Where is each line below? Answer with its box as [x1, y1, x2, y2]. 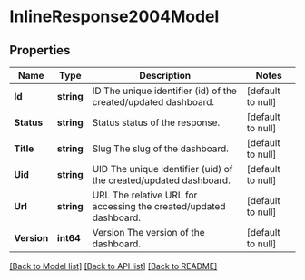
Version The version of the [92, 227, 206, 238]
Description [139, 70, 192, 82]
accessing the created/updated [92, 200, 226, 212]
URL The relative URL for [92, 188, 198, 201]
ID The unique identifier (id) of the [92, 84, 238, 97]
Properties [9, 43, 71, 58]
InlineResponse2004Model [9, 6, 220, 27]
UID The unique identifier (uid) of [92, 163, 233, 175]
